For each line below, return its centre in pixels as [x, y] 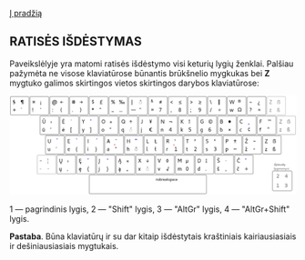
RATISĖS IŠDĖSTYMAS [76, 41]
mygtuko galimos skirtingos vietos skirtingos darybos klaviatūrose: [134, 83]
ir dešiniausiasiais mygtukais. [64, 245]
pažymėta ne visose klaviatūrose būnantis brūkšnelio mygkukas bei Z [140, 73]
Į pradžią [26, 13]
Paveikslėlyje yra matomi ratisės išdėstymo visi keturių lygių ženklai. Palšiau [152, 64]
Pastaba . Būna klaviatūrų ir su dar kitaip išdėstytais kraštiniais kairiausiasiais [153, 236]
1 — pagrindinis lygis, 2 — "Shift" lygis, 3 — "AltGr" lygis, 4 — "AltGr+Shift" [150, 209]
